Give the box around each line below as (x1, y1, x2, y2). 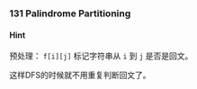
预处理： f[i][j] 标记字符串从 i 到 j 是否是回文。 (9, 50, 193, 61)
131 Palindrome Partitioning (9, 7, 131, 20)
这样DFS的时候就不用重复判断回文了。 (9, 70, 151, 81)
